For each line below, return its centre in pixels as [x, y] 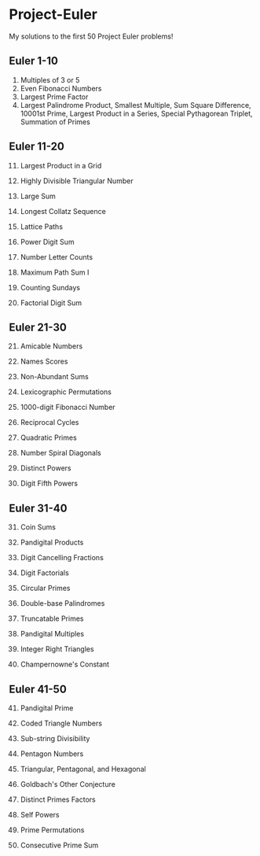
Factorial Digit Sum [51, 303]
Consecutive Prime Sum [59, 845]
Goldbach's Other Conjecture [68, 784]
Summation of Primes [55, 122]
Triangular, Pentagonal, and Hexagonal [83, 769]
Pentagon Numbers [52, 754]
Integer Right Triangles [57, 649]
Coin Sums [38, 527]
